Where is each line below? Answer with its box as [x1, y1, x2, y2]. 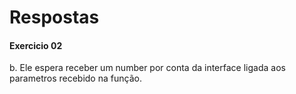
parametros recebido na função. [9, 72, 142, 85]
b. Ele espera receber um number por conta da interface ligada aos [9, 62, 286, 74]
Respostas [9, 6, 100, 29]
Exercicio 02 [9, 39, 63, 51]
